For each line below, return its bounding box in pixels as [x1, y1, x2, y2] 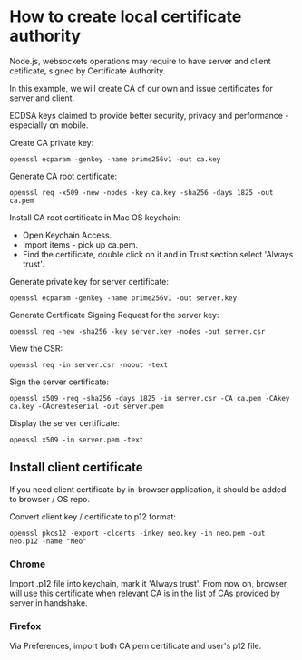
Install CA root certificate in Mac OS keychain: [9, 211, 181, 223]
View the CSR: [9, 343, 63, 354]
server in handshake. [9, 597, 88, 608]
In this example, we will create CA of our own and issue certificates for [9, 82, 274, 93]
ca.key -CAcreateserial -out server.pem [9, 402, 165, 411]
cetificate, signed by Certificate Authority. [9, 65, 166, 76]
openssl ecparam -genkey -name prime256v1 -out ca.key [9, 154, 221, 164]
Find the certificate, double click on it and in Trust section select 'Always [22, 248, 294, 259]
